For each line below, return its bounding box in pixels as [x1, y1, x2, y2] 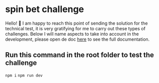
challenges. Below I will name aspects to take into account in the [5, 31, 139, 37]
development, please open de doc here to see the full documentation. [5, 36, 150, 42]
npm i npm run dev [5, 73, 43, 78]
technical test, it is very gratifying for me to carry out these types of [5, 25, 146, 31]
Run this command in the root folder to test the [5, 51, 154, 59]
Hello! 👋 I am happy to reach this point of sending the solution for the [5, 20, 148, 26]
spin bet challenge [5, 4, 85, 15]
